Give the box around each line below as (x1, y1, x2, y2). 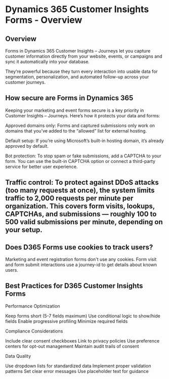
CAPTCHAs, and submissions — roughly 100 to (5, 210, 157, 219)
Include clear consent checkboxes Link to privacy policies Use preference (5, 338, 160, 344)
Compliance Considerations (5, 328, 63, 334)
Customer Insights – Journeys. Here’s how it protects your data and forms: (5, 112, 160, 118)
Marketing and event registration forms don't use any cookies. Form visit (5, 257, 157, 263)
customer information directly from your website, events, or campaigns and (5, 53, 163, 59)
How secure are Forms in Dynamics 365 (5, 94, 134, 102)
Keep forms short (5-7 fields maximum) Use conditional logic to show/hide (5, 313, 160, 319)
